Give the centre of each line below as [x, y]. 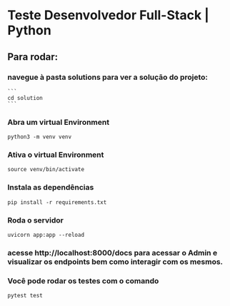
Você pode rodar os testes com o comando [83, 280]
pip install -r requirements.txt [57, 202]
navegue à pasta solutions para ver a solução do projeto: [108, 77]
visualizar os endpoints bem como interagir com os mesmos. [115, 262]
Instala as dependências [51, 188]
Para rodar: [33, 57]
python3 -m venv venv [40, 137]
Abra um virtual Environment [58, 122]
